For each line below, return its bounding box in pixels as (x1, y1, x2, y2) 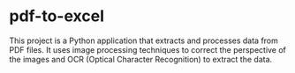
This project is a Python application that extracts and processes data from (9, 35, 278, 46)
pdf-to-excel (9, 6, 104, 26)
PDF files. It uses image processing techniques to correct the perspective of (9, 44, 287, 55)
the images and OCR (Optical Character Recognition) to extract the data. (9, 54, 273, 64)
